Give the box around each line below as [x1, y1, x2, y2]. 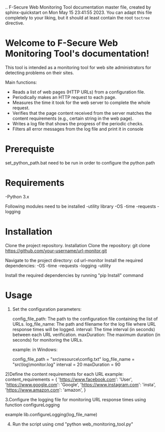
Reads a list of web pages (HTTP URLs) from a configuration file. [12, 89, 146, 95]
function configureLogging [5, 402, 60, 408]
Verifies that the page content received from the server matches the [12, 110, 152, 116]
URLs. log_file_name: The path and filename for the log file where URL [12, 321, 156, 327]
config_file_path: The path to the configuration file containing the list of [12, 316, 158, 322]
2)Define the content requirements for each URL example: [5, 371, 124, 377]
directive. [5, 20, 24, 26]
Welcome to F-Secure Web [5, 37, 118, 49]
